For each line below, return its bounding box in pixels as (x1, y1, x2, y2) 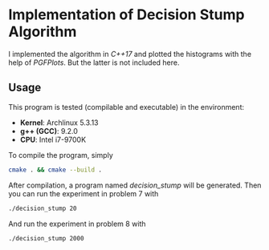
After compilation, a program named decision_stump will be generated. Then (8, 180, 262, 190)
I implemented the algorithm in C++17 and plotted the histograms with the (8, 49, 251, 58)
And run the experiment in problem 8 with (8, 219, 146, 228)
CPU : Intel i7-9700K (19, 135, 87, 144)
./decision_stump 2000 (8, 234, 84, 242)
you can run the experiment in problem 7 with (8, 188, 159, 198)
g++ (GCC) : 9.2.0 (19, 126, 79, 135)
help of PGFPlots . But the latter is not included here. (8, 58, 180, 67)
